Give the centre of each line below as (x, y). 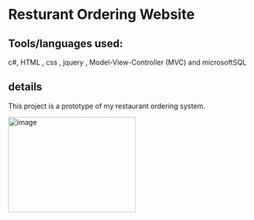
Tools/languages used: (66, 44)
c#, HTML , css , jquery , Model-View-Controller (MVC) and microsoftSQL (127, 62)
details (25, 87)
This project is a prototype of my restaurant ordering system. (107, 106)
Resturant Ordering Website (101, 15)
